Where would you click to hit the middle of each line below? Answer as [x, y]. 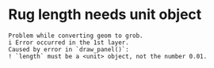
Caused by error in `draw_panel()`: [69, 49]
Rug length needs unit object [105, 15]
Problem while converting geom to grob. [76, 36]
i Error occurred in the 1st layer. [69, 42]
